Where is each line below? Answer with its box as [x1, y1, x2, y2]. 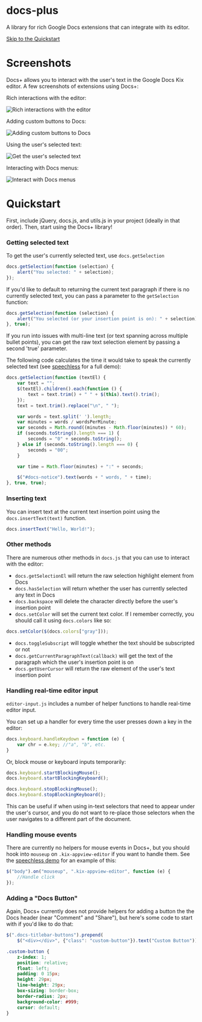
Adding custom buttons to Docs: [6, 117, 87, 125]
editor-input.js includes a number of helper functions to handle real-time [6, 699, 191, 707]
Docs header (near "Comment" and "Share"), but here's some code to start [6, 914, 193, 921]
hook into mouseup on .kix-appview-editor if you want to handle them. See [6, 850, 191, 858]
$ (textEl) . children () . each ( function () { [17, 386, 122, 392]
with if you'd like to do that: [6, 920, 74, 928]
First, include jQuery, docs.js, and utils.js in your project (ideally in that [6, 217, 180, 224]
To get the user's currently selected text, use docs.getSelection [6, 252, 165, 259]
